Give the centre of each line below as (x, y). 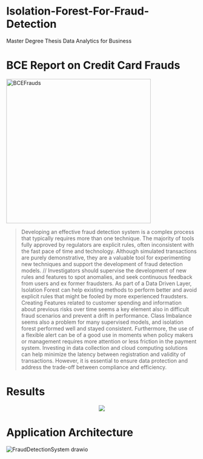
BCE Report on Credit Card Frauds (93, 65)
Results (26, 392)
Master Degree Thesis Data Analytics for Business (69, 41)
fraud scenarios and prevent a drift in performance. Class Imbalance (106, 315)
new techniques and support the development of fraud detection (102, 264)
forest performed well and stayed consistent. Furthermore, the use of (108, 328)
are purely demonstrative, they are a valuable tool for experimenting (106, 257)
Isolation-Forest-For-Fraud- (78, 11)
